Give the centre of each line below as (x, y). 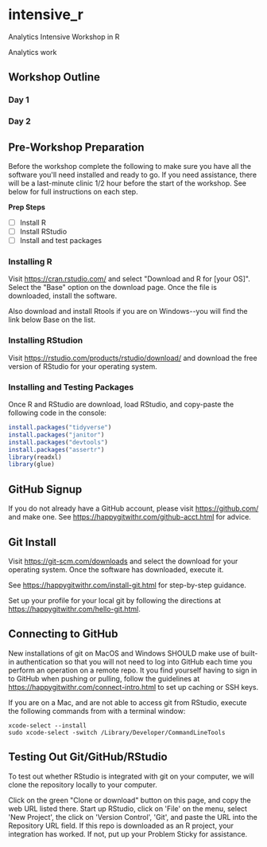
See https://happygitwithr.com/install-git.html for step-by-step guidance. (127, 585)
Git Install (33, 542)
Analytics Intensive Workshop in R (64, 37)
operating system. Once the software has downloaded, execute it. (116, 569)
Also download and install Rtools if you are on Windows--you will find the (128, 312)
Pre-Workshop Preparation (76, 147)
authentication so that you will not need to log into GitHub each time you (134, 661)
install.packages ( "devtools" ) (58, 442)
